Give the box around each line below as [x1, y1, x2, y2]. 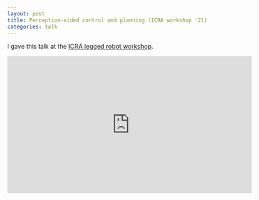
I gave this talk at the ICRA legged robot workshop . [7, 43, 154, 51]
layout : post [7, 10, 45, 17]
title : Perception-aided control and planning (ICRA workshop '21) [7, 17, 208, 24]
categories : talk [7, 23, 58, 30]
